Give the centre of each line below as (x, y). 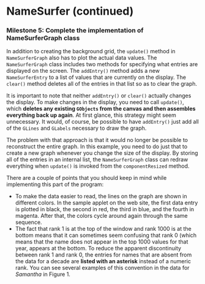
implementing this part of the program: (55, 184)
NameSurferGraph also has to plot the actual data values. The (82, 58)
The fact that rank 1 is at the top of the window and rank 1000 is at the (103, 229)
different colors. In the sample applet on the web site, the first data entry (106, 203)
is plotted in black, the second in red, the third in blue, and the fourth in (105, 209)
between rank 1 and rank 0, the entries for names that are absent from (103, 255)
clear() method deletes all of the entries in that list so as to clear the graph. (102, 84)
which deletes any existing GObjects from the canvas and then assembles (101, 109)
